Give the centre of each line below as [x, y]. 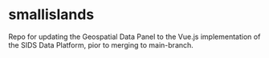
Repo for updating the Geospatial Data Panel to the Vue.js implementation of [134, 37]
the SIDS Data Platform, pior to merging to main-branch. [101, 44]
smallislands [51, 15]
